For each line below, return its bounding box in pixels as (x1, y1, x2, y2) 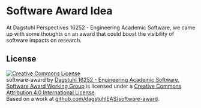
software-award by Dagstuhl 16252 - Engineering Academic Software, (6, 76, 180, 83)
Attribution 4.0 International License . (6, 88, 97, 96)
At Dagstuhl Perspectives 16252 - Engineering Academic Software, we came (6, 24, 196, 31)
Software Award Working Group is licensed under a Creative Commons (6, 82, 182, 90)
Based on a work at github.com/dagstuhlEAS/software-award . (6, 95, 160, 102)
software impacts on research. (6, 36, 82, 44)
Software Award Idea (6, 4, 113, 18)
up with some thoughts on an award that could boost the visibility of (6, 30, 175, 37)
